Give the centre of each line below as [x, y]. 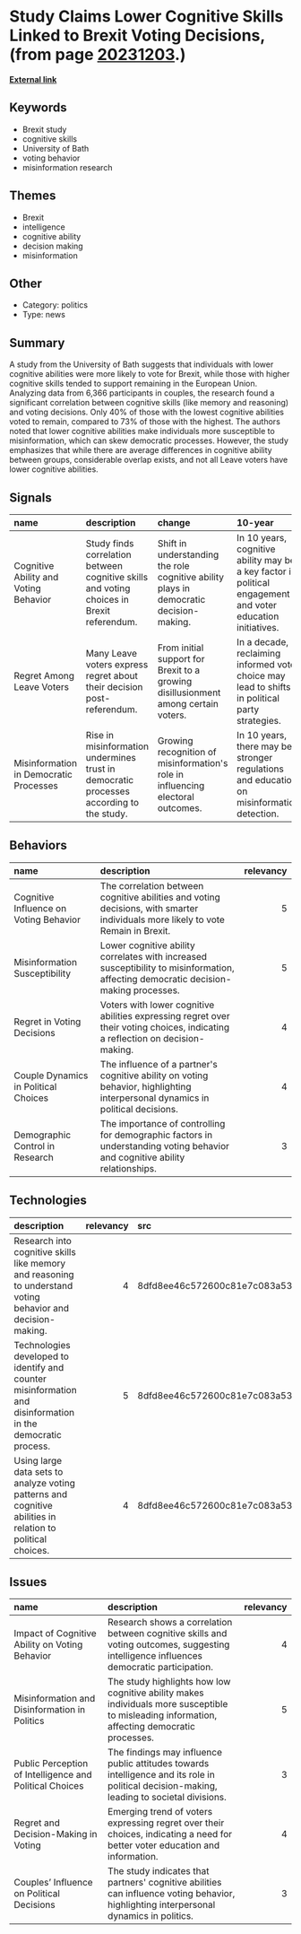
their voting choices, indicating [165, 1027]
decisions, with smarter [149, 908]
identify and [39, 1367]
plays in [174, 588]
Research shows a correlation [170, 1623]
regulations [260, 769]
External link [33, 79]
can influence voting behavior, [171, 1894]
